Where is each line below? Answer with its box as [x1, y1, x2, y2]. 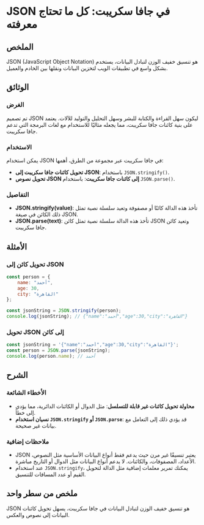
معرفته [6, 17, 38, 31]
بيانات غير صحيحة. [15, 421, 57, 429]
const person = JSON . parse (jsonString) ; [6, 347, 111, 353]
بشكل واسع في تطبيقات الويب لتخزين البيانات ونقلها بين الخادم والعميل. [6, 64, 168, 72]
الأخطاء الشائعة [6, 388, 47, 397]
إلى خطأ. [15, 409, 36, 416]
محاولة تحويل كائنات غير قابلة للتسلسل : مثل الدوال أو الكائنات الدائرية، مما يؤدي [15, 402, 195, 410]
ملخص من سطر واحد [6, 488, 78, 499]
